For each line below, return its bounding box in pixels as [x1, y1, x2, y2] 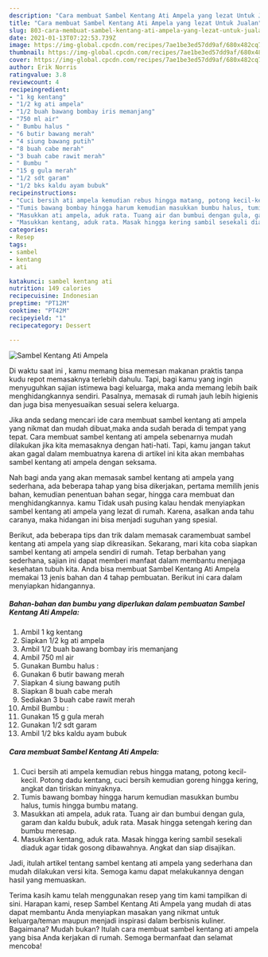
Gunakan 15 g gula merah [20, 712, 104, 722]
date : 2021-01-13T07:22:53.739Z [9, 33, 116, 42]
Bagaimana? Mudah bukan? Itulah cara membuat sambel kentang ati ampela [9, 924, 259, 934]
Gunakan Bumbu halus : [20, 661, 99, 671]
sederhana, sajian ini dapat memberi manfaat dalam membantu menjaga [9, 556, 246, 565]
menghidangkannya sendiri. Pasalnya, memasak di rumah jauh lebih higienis [9, 391, 258, 401]
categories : [9, 226, 49, 234]
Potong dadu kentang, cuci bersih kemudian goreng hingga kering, [40, 776, 259, 785]
